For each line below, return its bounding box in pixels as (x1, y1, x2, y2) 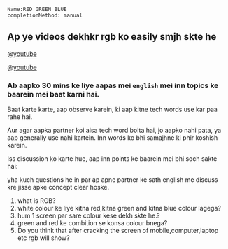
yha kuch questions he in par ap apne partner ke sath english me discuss (7, 176, 218, 184)
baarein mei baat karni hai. (7, 89, 100, 99)
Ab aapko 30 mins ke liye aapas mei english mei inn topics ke (7, 80, 219, 90)
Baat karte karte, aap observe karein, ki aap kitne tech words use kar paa (7, 105, 218, 114)
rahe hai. (7, 113, 33, 121)
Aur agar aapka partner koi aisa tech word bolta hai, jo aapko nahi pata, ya (7, 126, 222, 135)
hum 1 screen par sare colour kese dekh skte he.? (17, 211, 160, 220)
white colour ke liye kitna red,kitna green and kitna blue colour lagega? (17, 204, 222, 213)
